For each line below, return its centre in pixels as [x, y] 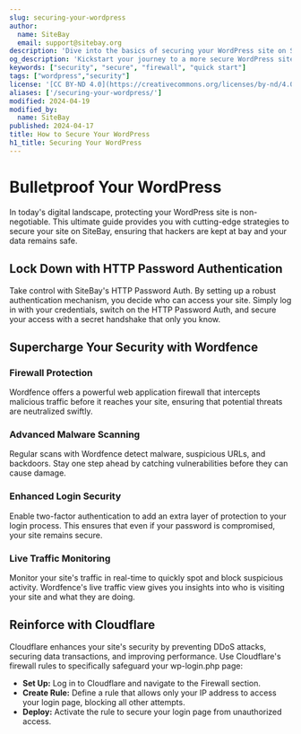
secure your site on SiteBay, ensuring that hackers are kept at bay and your [148, 231]
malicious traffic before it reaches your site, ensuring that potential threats [146, 402]
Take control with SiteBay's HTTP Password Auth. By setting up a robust [142, 290]
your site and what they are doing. [73, 597]
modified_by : [34, 109]
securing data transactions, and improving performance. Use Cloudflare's [145, 656]
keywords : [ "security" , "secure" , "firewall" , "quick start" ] [128, 68]
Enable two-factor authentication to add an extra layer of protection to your [148, 516]
